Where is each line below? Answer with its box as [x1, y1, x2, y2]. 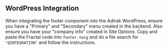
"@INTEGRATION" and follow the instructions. [5, 39, 96, 45]
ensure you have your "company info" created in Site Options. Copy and [5, 28, 158, 35]
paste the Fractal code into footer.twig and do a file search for [5, 34, 139, 40]
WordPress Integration [5, 4, 79, 13]
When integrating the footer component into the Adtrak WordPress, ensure [5, 17, 163, 23]
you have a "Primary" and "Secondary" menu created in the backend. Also [5, 23, 163, 29]
